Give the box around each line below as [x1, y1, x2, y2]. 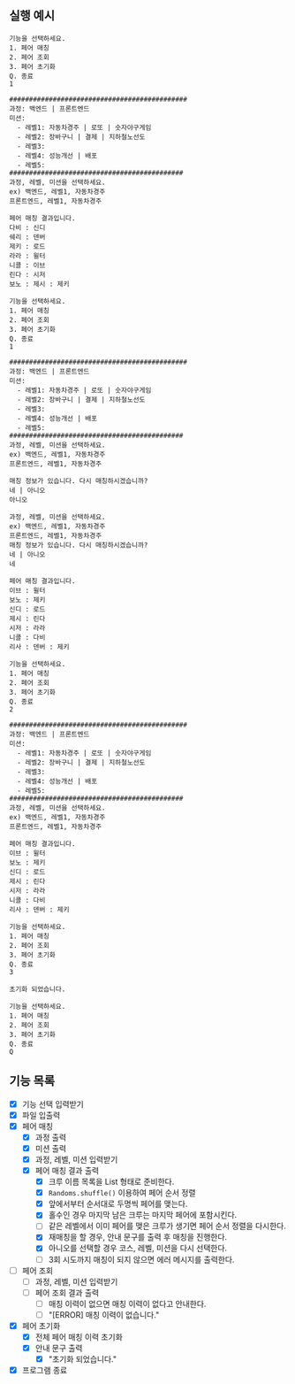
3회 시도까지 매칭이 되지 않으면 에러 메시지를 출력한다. [48, 1254, 235, 1265]
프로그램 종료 [21, 1365, 68, 1376]
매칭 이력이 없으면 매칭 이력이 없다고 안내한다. [48, 1298, 207, 1309]
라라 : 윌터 [9, 251, 46, 260]
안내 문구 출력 [34, 1343, 83, 1353]
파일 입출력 [21, 1110, 61, 1120]
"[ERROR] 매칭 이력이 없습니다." [48, 1309, 160, 1320]
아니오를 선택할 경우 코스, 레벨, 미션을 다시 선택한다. [48, 1242, 228, 1254]
